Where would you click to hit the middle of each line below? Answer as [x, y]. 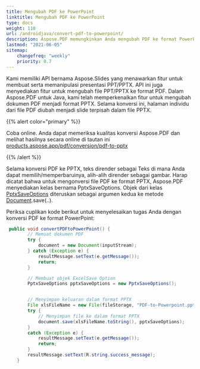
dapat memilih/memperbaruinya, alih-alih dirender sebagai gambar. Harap [97, 175]
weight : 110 [21, 28]
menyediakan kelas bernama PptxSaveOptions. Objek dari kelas [84, 187]
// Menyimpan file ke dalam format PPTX [89, 316]
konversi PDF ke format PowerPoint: [50, 218]
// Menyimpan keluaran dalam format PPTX [80, 300]
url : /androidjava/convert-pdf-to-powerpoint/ [65, 34]
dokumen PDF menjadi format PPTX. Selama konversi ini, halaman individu [98, 103]
